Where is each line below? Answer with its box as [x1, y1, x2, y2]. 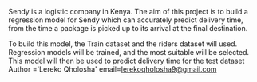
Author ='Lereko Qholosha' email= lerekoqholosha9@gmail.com [8, 64, 217, 74]
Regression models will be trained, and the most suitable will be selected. [8, 48, 250, 57]
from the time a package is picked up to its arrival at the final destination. [8, 24, 248, 33]
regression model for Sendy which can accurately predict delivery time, [8, 15, 243, 25]
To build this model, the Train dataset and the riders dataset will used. [8, 39, 238, 49]
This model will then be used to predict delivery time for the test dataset [8, 56, 245, 65]
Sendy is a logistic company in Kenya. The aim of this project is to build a [8, 7, 249, 16]
